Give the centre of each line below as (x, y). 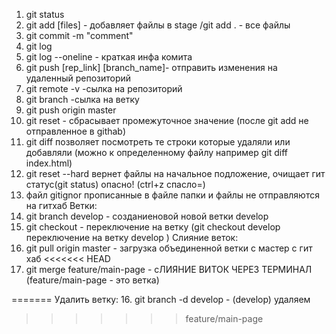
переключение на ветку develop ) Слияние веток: (132, 237)
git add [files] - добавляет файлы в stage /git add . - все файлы (158, 25)
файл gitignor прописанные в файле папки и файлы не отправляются (172, 195)
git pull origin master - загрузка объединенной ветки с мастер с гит (169, 248)
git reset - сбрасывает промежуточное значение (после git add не (167, 120)
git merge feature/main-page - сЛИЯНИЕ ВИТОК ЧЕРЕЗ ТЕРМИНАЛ (169, 269)
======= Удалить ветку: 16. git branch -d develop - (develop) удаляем (161, 299)
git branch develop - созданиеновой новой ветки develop (147, 216)
